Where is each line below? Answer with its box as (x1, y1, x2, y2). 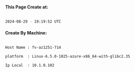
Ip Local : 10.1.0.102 (5, 63, 55, 68)
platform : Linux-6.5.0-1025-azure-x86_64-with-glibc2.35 (5, 54, 131, 59)
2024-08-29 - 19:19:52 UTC (5, 19, 61, 24)
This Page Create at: (5, 4, 48, 10)
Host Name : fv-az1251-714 (5, 45, 61, 50)
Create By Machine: (5, 30, 47, 36)
